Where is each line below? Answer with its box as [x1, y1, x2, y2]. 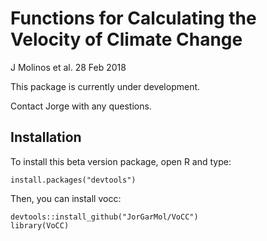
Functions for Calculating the [10, 7, 257, 30]
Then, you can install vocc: [10, 192, 122, 204]
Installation [10, 129, 82, 146]
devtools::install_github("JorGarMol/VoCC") [10, 212, 199, 222]
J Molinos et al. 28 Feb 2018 [10, 61, 127, 73]
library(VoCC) [10, 220, 70, 231]
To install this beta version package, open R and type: [10, 155, 232, 167]
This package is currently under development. [10, 80, 201, 92]
